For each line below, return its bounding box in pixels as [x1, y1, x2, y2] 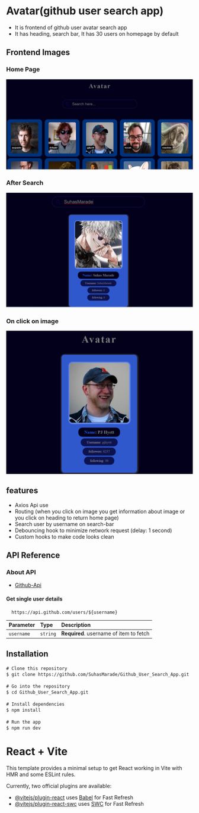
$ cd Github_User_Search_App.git [6, 689, 89, 695]
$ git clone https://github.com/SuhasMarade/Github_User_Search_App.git [6, 671, 190, 677]
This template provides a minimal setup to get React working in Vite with [6, 764, 182, 771]
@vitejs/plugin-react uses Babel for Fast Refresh [14, 793, 134, 801]
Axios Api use [14, 501, 49, 508]
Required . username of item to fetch [61, 630, 150, 637]
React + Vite [6, 745, 68, 758]
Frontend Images [6, 48, 70, 58]
